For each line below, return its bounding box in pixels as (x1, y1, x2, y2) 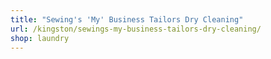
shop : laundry (10, 33, 70, 43)
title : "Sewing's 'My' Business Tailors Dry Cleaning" (10, 14, 244, 25)
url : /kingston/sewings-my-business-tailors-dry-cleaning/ (10, 24, 262, 34)
